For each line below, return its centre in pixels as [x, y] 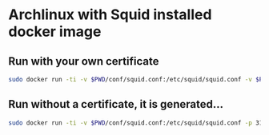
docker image [55, 32]
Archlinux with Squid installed [110, 15]
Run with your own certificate [84, 61]
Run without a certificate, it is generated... [116, 104]
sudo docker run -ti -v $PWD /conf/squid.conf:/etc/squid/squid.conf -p [130, 123]
